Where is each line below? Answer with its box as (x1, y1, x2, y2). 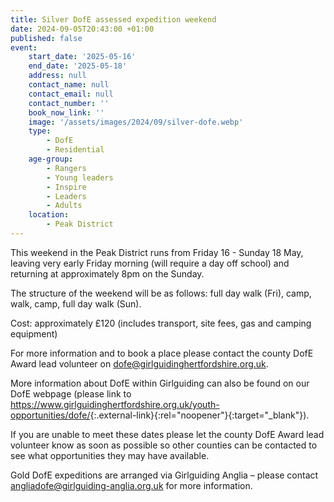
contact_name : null (28, 80, 110, 90)
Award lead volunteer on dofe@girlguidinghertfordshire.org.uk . (10, 357, 269, 370)
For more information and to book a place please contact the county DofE (10, 347, 314, 359)
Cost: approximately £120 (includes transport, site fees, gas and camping (10, 317, 312, 329)
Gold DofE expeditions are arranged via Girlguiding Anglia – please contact (10, 469, 319, 481)
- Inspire (46, 182, 87, 192)
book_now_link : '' (28, 107, 105, 118)
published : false (10, 33, 83, 43)
